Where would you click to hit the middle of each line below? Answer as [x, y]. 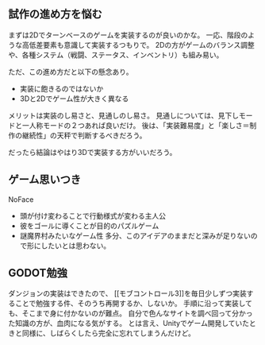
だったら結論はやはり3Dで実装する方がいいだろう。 [92, 152]
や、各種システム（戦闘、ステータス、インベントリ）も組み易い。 [116, 55]
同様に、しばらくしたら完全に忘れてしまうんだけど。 [109, 333]
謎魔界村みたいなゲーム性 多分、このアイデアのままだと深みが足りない [135, 235]
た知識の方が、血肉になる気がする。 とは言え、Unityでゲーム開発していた [129, 324]
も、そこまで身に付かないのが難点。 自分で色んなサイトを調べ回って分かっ [131, 313]
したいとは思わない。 [76, 246]
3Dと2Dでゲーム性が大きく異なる [74, 99]
